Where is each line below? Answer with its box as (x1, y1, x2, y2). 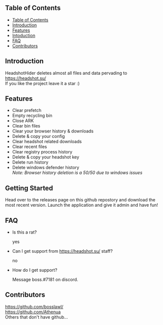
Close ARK (12, 118, 34, 124)
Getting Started (5, 184, 53, 192)
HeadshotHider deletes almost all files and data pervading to (5, 70, 127, 76)
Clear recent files (12, 144, 47, 150)
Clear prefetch (12, 108, 42, 113)
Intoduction (12, 32, 36, 38)
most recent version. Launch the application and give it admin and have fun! (5, 202, 158, 208)
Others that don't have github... (5, 314, 68, 320)
